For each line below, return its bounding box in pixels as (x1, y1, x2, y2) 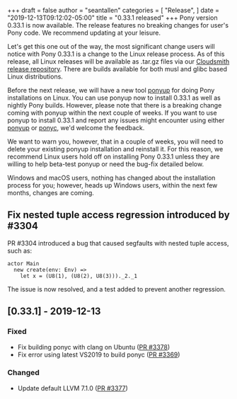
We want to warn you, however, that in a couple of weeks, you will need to (7, 137, 224, 146)
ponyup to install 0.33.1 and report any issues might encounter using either (7, 116, 225, 125)
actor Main (7, 260, 40, 267)
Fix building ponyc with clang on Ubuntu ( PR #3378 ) (17, 342, 170, 351)
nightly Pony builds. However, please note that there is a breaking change (7, 101, 222, 109)
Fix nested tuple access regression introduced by (7, 209, 230, 221)
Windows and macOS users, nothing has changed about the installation (7, 173, 216, 182)
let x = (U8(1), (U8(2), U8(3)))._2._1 (20, 272, 138, 279)
